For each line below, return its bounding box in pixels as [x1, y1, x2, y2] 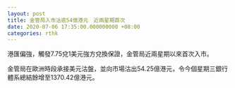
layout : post [7, 10, 46, 17]
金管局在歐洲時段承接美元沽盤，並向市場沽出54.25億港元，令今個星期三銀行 [7, 64, 228, 73]
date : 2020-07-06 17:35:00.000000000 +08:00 [7, 23, 140, 30]
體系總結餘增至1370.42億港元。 [7, 73, 99, 82]
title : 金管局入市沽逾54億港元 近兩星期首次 [7, 17, 126, 24]
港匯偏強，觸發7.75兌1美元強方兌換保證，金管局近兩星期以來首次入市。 [7, 50, 213, 58]
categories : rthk [7, 29, 59, 37]
